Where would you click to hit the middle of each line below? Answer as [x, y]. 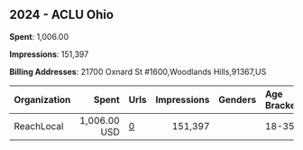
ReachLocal [39, 126]
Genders [238, 99]
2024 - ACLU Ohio [62, 15]
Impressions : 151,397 [49, 54]
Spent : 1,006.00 [39, 36]
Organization [42, 99]
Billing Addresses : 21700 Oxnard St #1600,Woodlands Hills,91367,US [138, 71]
